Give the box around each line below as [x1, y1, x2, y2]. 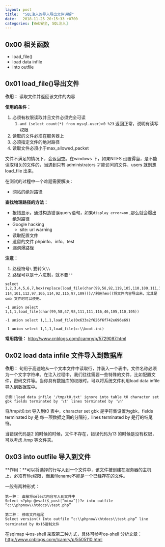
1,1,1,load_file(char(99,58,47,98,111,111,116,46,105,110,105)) [5, 309, 139, 314]
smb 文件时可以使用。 [5, 296, 43, 301]
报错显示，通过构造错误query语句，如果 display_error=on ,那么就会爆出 [12, 209, 157, 215]
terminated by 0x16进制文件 [5, 521, 60, 526]
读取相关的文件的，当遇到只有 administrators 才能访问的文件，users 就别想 [5, 162, 157, 168]
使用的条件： [5, 104, 31, 110]
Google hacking [12, 221, 45, 227]
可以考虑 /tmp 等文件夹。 [5, 437, 56, 443]
